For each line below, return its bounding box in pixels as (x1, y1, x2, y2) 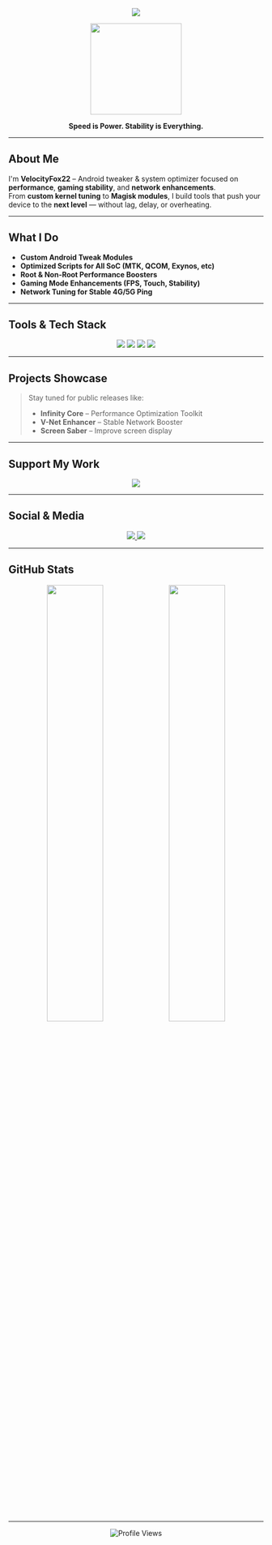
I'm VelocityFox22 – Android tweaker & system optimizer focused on (8, 174, 239, 183)
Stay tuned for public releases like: (28, 393, 144, 403)
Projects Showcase (8, 371, 108, 385)
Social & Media (8, 509, 85, 523)
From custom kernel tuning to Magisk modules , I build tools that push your (8, 191, 261, 200)
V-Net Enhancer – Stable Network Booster (40, 418, 184, 427)
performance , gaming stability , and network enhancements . (8, 182, 216, 192)
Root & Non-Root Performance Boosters (19, 269, 158, 279)
